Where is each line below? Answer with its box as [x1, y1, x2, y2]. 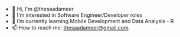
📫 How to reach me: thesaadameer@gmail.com [11, 24, 129, 31]
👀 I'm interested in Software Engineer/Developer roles [11, 12, 143, 18]
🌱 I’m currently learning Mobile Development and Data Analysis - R [11, 18, 174, 24]
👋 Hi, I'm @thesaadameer [11, 6, 74, 12]
